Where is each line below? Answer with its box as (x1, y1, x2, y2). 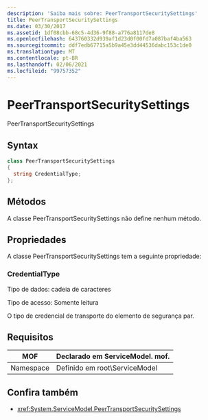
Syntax (7, 139, 38, 151)
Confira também (7, 386, 79, 398)
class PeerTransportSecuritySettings (7, 158, 115, 165)
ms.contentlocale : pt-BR (7, 55, 78, 62)
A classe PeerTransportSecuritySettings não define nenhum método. (7, 214, 202, 222)
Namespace (10, 363, 50, 373)
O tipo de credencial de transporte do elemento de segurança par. (7, 312, 194, 320)
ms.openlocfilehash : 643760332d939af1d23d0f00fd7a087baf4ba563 (7, 36, 192, 43)
